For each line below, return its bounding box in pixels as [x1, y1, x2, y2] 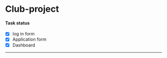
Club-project [5, 3, 60, 15]
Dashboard [12, 42, 35, 48]
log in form [12, 31, 35, 37]
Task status [5, 20, 30, 26]
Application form [12, 36, 47, 42]
